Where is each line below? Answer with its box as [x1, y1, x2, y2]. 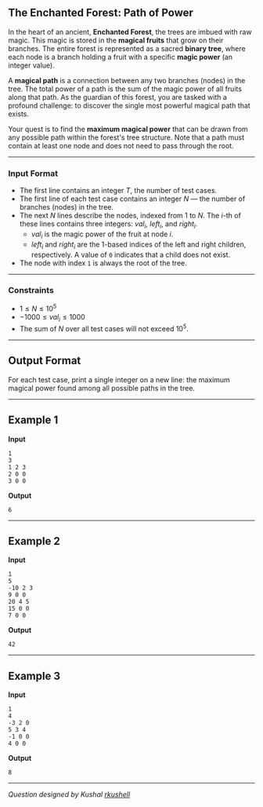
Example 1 [8, 414, 59, 427]
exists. [8, 109, 30, 119]
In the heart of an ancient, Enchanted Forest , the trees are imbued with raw [8, 27, 252, 36]
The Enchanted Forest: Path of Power [8, 6, 194, 20]
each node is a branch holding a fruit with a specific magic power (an [8, 52, 233, 61]
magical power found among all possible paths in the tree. [8, 383, 196, 393]
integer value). [8, 60, 55, 70]
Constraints [8, 285, 55, 296]
